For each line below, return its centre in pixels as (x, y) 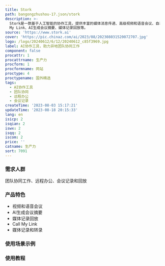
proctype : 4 (17, 74)
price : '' (15, 142)
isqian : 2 (15, 124)
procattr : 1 (17, 55)
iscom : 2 (14, 137)
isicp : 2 (14, 119)
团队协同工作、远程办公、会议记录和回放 (46, 181)
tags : (11, 82)
